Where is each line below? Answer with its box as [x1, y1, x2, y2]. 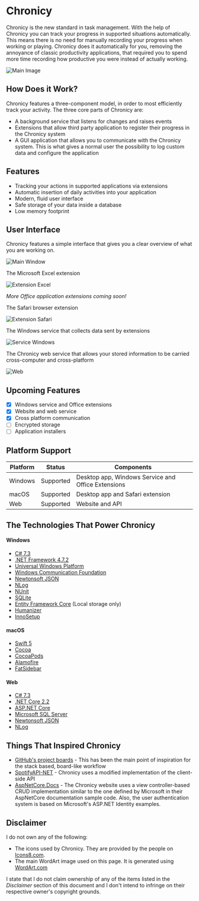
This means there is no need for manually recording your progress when [6, 36, 182, 43]
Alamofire [14, 659, 39, 666]
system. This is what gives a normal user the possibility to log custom [14, 143, 185, 150]
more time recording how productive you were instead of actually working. [6, 55, 188, 62]
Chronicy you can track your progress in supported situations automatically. [6, 30, 191, 37]
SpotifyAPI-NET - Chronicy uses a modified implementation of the [14, 769, 176, 776]
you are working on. [6, 246, 55, 254]
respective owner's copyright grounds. [6, 888, 101, 895]
